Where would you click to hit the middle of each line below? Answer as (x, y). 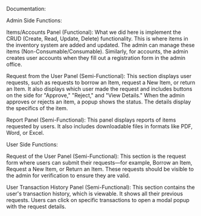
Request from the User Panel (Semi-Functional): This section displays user (99, 76)
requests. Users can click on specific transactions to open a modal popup (98, 200)
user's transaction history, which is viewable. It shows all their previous (94, 194)
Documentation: (26, 9)
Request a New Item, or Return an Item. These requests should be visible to (100, 169)
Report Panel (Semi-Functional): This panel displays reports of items (91, 120)
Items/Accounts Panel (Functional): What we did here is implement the (94, 32)
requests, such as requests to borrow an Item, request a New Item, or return (101, 82)
